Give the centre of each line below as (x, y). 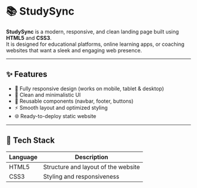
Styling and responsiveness (81, 176)
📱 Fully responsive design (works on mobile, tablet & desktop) (89, 88)
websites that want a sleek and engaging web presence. (74, 50)
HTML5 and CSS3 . (29, 38)
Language (23, 157)
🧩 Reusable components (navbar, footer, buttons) (74, 101)
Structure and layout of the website (91, 167)
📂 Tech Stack (30, 141)
